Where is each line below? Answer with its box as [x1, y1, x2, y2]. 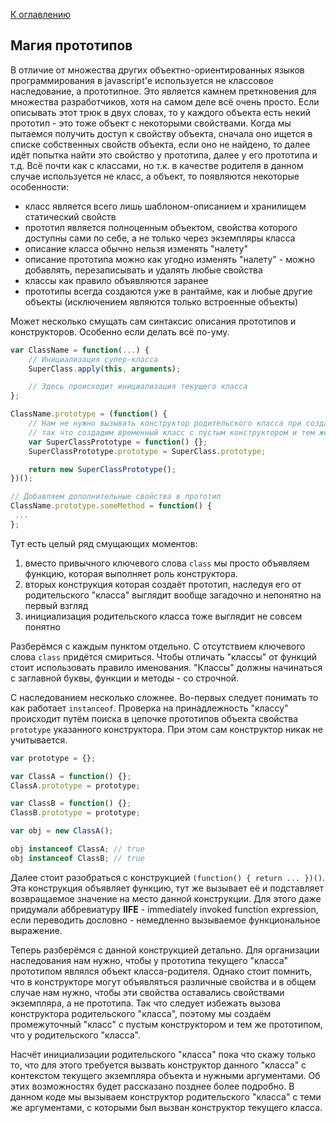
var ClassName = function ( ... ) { [10, 345, 150, 355]
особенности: [10, 180, 70, 193]
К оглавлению [10, 9, 71, 20]
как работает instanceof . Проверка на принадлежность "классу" [10, 702, 289, 714]
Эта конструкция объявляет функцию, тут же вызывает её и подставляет [10, 882, 325, 894]
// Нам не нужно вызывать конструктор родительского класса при [28, 419, 302, 429]
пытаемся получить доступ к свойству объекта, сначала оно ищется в [10, 127, 313, 139]
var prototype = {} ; [10, 753, 97, 763]
